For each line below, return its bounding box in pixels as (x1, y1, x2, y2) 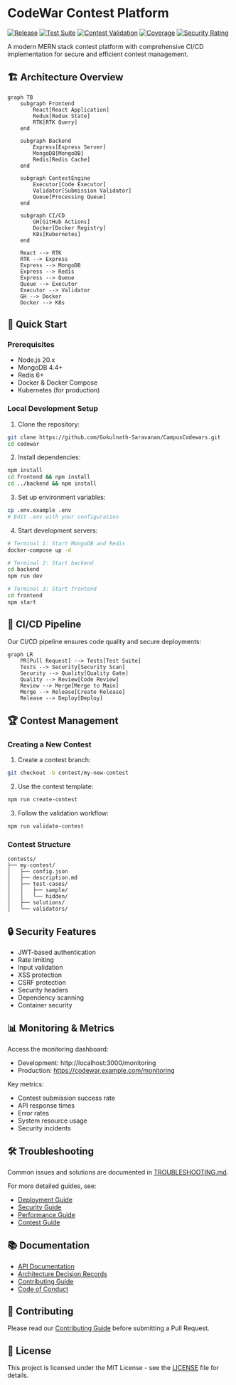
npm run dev (7, 572, 43, 580)
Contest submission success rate (17, 1093, 116, 1102)
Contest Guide (17, 1218, 60, 1226)
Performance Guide (17, 1210, 76, 1219)
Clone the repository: (17, 419, 80, 428)
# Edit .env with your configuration (7, 513, 119, 520)
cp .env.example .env (7, 507, 72, 514)
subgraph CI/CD (20, 212, 65, 219)
